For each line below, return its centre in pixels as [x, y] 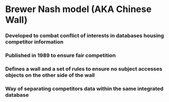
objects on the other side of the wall [50, 75]
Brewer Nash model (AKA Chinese [78, 9]
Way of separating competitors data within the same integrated [84, 88]
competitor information [35, 42]
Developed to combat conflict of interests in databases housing [85, 36]
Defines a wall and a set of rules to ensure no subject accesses [84, 69]
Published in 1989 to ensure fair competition [61, 55]
